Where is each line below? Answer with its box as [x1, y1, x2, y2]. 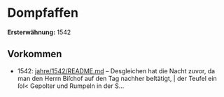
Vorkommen [7, 48, 62, 60]
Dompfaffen [7, 5, 79, 21]
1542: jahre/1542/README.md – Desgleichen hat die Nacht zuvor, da [17, 66, 216, 75]
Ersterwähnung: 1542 [7, 28, 71, 36]
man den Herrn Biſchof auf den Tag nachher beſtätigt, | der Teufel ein [17, 74, 217, 82]
